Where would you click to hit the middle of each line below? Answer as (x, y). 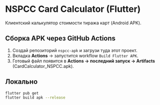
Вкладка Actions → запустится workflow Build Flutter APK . (75, 55)
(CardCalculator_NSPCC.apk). (43, 66)
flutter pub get (22, 93)
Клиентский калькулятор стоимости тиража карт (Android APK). (73, 23)
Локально (22, 82)
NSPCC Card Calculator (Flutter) (73, 9)
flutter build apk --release (35, 98)
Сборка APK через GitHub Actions (60, 38)
